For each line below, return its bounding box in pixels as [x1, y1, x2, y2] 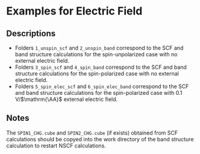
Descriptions [6, 28, 56, 39]
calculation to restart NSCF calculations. [6, 142, 107, 149]
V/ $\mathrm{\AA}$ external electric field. [14, 95, 118, 103]
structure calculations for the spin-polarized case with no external [14, 70, 179, 77]
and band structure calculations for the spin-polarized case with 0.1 [14, 89, 183, 96]
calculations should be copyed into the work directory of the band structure [6, 135, 194, 143]
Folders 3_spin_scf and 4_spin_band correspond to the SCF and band [14, 63, 187, 71]
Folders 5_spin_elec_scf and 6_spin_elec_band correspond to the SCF [14, 83, 189, 90]
